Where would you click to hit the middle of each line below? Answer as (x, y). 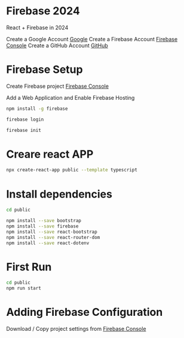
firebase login (25, 119)
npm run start (24, 288)
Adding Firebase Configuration (85, 312)
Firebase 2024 (43, 11)
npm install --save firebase (42, 226)
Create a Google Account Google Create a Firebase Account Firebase (92, 39)
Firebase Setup (45, 70)
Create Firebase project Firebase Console (58, 86)
